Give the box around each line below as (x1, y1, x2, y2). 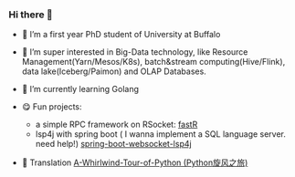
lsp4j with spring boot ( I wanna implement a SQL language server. (35, 129, 287, 140)
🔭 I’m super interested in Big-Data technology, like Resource (21, 47, 248, 57)
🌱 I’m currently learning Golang (21, 84, 139, 95)
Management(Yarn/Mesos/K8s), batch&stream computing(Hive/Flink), (21, 57, 286, 68)
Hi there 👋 (8, 8, 54, 21)
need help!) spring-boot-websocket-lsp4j (35, 139, 193, 150)
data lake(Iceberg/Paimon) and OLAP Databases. (21, 66, 206, 77)
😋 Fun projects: (21, 101, 83, 112)
